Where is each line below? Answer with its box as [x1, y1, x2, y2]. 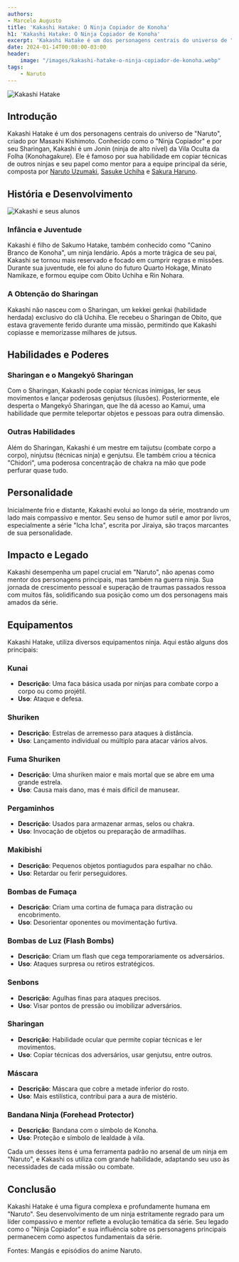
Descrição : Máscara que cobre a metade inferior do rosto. [17, 1084, 189, 1093]
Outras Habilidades [7, 427, 76, 437]
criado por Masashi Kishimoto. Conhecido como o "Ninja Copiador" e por [7, 137, 223, 146]
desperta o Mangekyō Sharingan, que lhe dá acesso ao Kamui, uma [7, 401, 206, 410]
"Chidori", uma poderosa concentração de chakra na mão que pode [7, 458, 206, 467]
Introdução [7, 110, 58, 122]
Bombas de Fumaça [7, 887, 77, 897]
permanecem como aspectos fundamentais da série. [7, 1233, 162, 1241]
